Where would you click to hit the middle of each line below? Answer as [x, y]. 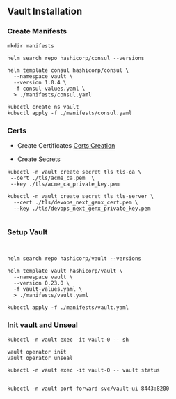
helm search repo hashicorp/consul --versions [76, 58]
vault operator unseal [40, 358]
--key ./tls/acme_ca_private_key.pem [65, 184]
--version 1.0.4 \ [40, 82]
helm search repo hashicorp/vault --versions [74, 259]
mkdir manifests [31, 46]
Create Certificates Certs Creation [66, 145]
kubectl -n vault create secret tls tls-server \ [81, 196]
